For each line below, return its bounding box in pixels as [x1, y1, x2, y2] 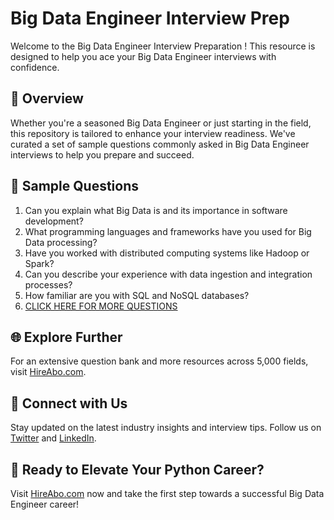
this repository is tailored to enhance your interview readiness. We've [10, 127, 296, 139]
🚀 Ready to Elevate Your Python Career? [10, 461, 265, 478]
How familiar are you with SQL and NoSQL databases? [24, 289, 250, 301]
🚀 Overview [10, 90, 84, 107]
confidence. [10, 61, 60, 73]
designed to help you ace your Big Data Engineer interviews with [10, 50, 277, 62]
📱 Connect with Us [10, 395, 128, 412]
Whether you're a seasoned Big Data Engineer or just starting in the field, [10, 117, 312, 129]
